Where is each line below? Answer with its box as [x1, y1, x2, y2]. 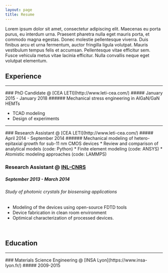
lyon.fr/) [5, 262, 21, 268]
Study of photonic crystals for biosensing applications [5, 188, 117, 195]
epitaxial [5, 140, 22, 146]
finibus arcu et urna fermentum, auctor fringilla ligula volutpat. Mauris [5, 41, 148, 47]
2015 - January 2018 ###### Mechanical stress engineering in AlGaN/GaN [5, 95, 160, 101]
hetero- [134, 135, 150, 141]
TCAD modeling [12, 110, 45, 116]
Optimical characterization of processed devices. [12, 214, 114, 220]
